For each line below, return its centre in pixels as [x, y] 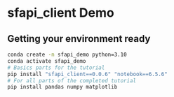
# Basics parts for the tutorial [56, 68]
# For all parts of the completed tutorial [72, 81]
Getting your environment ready [79, 39]
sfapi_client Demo [61, 13]
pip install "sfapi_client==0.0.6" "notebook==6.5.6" [88, 74]
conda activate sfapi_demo [47, 61]
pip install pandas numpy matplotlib [62, 87]
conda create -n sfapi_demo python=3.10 [67, 54]
